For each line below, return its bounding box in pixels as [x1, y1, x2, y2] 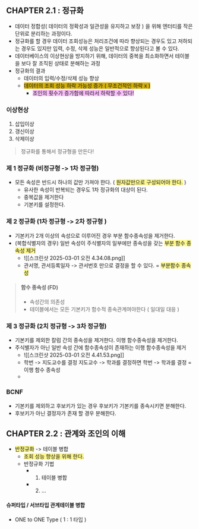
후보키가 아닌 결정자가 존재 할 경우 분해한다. [14, 410, 117, 417]
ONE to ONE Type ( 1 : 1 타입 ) [14, 516, 87, 523]
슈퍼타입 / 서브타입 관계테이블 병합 [6, 501, 85, 508]
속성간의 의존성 [29, 298, 65, 305]
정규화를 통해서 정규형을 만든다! [20, 148, 94, 155]
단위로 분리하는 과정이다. [14, 30, 72, 37]
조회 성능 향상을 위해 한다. [23, 453, 84, 460]
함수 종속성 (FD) [20, 284, 58, 291]
